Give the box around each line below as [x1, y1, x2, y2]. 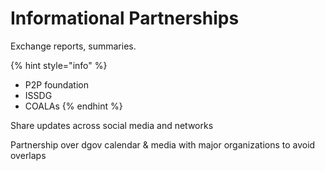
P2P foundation [24, 78, 89, 91]
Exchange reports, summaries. [10, 40, 137, 52]
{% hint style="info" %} [10, 59, 108, 71]
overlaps [10, 149, 47, 161]
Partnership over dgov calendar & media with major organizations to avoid [10, 138, 316, 151]
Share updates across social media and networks [10, 119, 214, 131]
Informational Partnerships [10, 7, 240, 30]
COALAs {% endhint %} [24, 100, 123, 112]
